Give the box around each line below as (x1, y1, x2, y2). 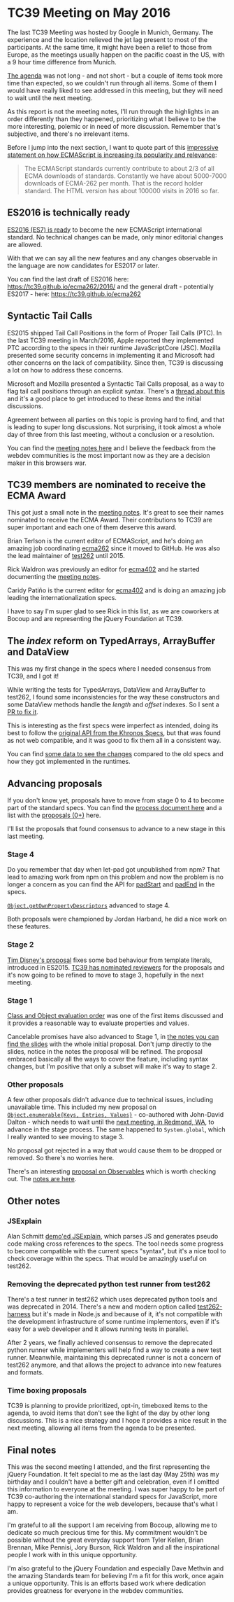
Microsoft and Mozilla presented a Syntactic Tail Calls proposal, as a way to (7, 379, 225, 388)
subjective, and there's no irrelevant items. (7, 130, 130, 138)
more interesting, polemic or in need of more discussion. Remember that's (7, 122, 221, 130)
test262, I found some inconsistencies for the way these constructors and (7, 693, 220, 702)
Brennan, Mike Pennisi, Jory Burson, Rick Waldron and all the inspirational (7, 1543, 220, 1552)
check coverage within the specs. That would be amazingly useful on (7, 1254, 207, 1262)
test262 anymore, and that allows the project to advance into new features (7, 1360, 222, 1370)
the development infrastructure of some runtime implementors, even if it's (7, 1318, 220, 1326)
